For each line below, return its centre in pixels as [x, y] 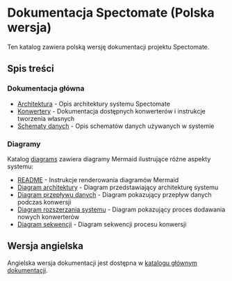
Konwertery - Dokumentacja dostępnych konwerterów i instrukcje [111, 111]
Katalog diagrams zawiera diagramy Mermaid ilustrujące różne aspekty [109, 159]
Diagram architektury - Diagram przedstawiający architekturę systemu [118, 187]
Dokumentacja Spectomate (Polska [111, 13]
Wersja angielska [45, 246]
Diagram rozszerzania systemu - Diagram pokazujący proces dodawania [121, 209]
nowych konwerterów [48, 216]
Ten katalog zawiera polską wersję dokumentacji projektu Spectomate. [108, 47]
